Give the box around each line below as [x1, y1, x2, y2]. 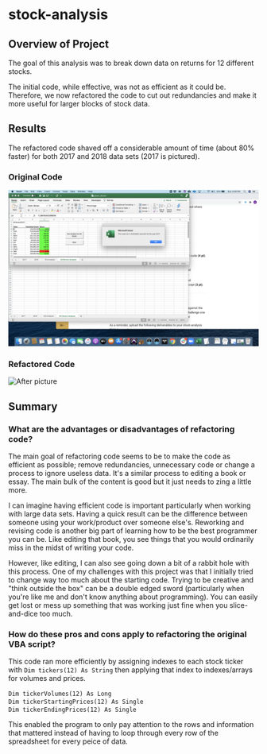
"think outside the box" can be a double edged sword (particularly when [8, 584, 245, 594]
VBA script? [8, 639, 56, 650]
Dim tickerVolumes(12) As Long [8, 690, 112, 698]
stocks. [8, 67, 33, 76]
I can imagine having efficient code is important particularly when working [8, 501, 252, 510]
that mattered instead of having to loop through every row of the [8, 729, 219, 738]
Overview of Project [8, 37, 110, 51]
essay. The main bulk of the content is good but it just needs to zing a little [8, 477, 252, 486]
